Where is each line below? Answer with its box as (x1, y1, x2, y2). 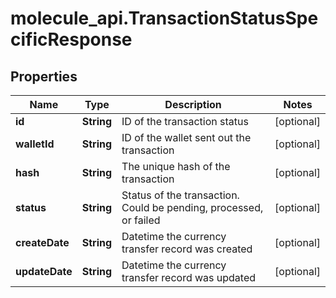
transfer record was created (121, 242, 253, 256)
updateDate (15, 265, 73, 278)
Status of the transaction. (121, 188, 240, 202)
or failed (121, 213, 161, 227)
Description (164, 98, 222, 111)
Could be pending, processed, (121, 201, 264, 214)
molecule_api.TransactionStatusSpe (10, 7, 319, 30)
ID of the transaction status (121, 115, 249, 128)
